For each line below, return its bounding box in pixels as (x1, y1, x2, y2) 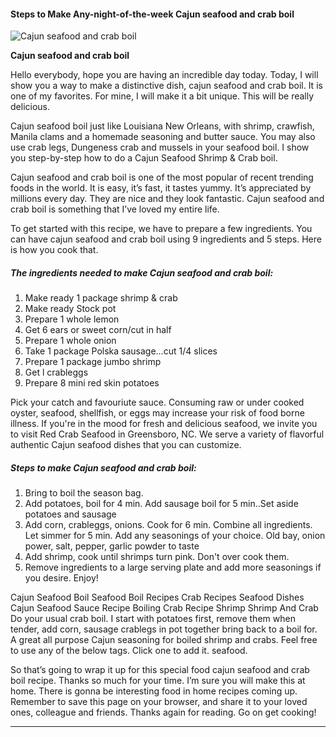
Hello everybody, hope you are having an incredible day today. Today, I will (10, 69, 319, 81)
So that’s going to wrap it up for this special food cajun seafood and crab (10, 664, 310, 676)
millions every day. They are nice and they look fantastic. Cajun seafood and (10, 193, 325, 205)
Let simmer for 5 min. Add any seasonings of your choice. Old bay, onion (24, 530, 326, 542)
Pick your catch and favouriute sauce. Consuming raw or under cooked (10, 396, 305, 409)
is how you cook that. (10, 244, 99, 256)
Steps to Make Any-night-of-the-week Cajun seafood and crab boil (10, 8, 295, 20)
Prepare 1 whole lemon (24, 313, 120, 325)
